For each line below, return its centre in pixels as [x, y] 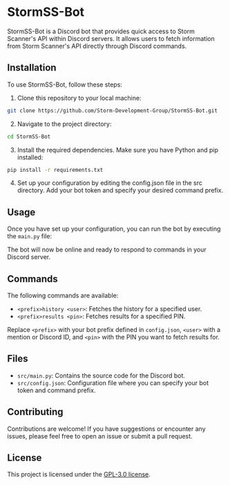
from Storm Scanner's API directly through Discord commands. [97, 46]
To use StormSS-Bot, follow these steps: [65, 85]
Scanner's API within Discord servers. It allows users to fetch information [111, 38]
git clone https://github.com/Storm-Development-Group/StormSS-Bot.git [112, 111]
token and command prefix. [56, 390]
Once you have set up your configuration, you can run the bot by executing [114, 229]
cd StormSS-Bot [29, 136]
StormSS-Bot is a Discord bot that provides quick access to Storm [101, 31]
